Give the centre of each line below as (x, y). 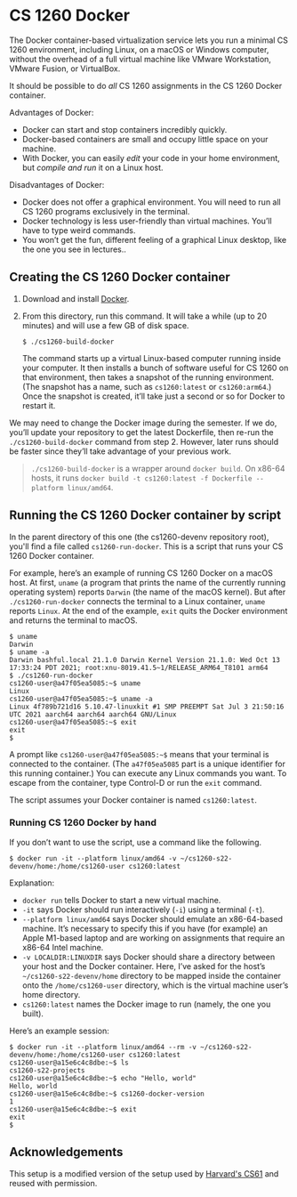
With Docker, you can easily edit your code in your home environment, (151, 158)
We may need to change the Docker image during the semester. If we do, (143, 423)
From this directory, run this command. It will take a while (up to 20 (144, 316)
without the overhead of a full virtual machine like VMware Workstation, (140, 59)
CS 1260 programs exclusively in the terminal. (106, 211)
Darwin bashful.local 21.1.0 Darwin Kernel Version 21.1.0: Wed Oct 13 (144, 659)
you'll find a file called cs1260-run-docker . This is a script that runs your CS (146, 546)
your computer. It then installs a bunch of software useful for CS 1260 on (155, 368)
